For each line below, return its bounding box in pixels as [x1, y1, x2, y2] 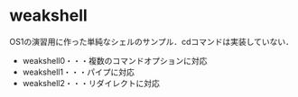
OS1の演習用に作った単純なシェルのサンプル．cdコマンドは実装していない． [9, 36, 294, 47]
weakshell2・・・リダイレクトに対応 [22, 77, 160, 88]
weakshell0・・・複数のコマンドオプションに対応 [22, 55, 208, 66]
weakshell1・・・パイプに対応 [22, 66, 135, 77]
